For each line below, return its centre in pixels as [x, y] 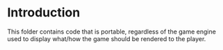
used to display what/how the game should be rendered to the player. [107, 38]
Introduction [44, 13]
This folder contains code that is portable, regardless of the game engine [112, 32]
